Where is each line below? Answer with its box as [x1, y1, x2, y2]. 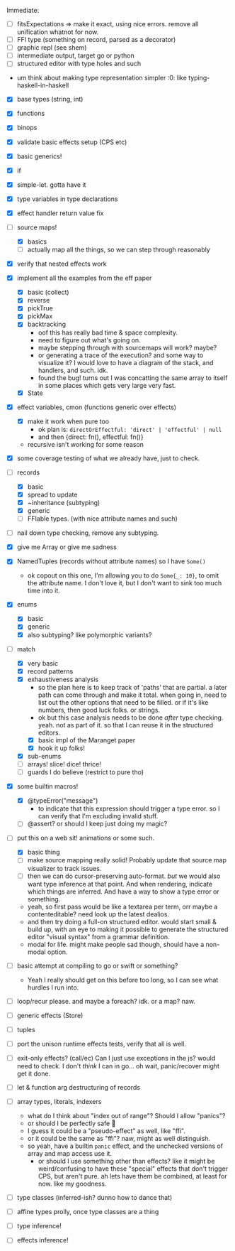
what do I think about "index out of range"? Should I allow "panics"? [27, 1112, 226, 1120]
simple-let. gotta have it [16, 180, 86, 189]
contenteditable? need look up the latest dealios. [27, 909, 170, 919]
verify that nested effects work [16, 259, 107, 269]
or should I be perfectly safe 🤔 [27, 1119, 116, 1128]
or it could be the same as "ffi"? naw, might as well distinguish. [27, 1134, 210, 1143]
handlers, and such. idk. [38, 366, 108, 374]
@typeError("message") [27, 796, 98, 805]
